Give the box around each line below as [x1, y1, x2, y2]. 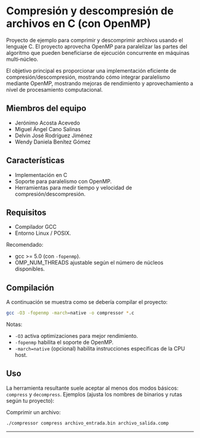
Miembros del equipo [6, 103, 86, 114]
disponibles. [14, 265, 45, 272]
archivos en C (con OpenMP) [6, 17, 151, 30]
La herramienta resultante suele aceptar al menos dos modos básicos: [6, 384, 179, 392]
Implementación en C [14, 171, 67, 178]
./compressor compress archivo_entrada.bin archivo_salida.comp [6, 420, 169, 426]
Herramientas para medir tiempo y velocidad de [14, 184, 132, 191]
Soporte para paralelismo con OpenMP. [14, 178, 112, 185]
